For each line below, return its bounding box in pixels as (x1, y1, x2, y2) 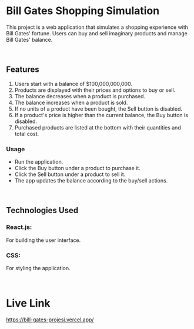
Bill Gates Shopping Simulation (6, 4, 160, 18)
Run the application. (14, 158, 63, 165)
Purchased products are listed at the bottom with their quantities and (14, 124, 181, 131)
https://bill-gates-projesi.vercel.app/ (6, 316, 94, 323)
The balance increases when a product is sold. (14, 99, 128, 106)
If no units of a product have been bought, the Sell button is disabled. (14, 105, 183, 112)
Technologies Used (6, 205, 78, 215)
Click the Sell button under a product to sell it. (14, 171, 126, 178)
